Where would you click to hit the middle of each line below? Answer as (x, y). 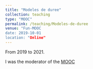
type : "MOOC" (19, 19)
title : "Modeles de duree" (33, 10)
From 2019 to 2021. (25, 52)
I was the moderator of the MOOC (40, 61)
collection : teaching (28, 14)
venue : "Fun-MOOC (23, 28)
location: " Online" (25, 38)
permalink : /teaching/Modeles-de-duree (47, 24)
